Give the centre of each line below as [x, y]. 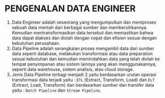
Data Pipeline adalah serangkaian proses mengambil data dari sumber [83, 48]
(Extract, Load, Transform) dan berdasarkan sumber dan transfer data [83, 85]
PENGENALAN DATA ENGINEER [70, 9]
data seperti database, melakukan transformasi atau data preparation [82, 53]
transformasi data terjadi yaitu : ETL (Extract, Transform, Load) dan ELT [83, 80]
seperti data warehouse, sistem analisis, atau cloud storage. [73, 69]
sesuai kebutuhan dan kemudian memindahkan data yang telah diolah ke [86, 59]
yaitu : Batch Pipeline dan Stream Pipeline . [56, 90]
